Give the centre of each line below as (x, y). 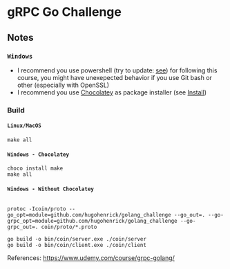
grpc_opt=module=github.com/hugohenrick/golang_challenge (92, 221)
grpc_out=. (23, 227)
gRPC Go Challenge (65, 12)
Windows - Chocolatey (38, 155)
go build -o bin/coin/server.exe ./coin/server (77, 239)
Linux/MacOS (24, 126)
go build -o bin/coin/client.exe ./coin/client (77, 246)
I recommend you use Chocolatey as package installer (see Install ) (112, 92)
